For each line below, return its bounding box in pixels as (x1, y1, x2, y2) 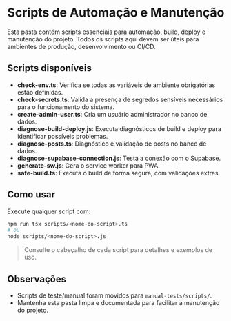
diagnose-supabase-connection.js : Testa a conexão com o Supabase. (17, 154, 221, 162)
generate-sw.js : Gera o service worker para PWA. (17, 161, 161, 170)
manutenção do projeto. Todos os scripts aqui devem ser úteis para (7, 35, 199, 43)
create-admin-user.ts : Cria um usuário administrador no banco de (17, 110, 208, 118)
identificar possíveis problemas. (17, 132, 108, 140)
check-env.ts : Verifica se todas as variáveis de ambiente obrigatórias (17, 81, 216, 89)
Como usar (7, 188, 56, 201)
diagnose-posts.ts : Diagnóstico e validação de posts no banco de (17, 139, 207, 148)
